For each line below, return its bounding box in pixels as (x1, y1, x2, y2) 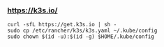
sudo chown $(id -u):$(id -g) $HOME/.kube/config (7, 33, 155, 40)
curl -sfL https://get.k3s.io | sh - (7, 21, 117, 28)
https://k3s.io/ (7, 6, 58, 15)
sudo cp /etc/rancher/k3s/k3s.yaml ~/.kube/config (7, 27, 158, 35)
